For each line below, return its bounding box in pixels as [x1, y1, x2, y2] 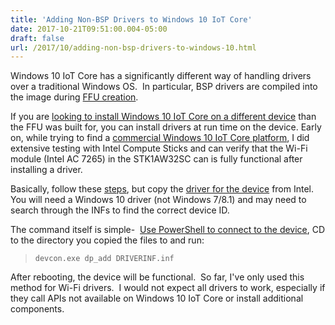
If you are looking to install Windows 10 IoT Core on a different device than [10, 111, 317, 123]
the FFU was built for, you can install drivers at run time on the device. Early [10, 121, 322, 133]
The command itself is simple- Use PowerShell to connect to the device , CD [10, 224, 326, 236]
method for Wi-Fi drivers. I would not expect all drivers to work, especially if [10, 282, 326, 294]
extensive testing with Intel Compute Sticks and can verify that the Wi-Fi [10, 142, 308, 155]
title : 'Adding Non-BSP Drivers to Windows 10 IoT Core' [10, 14, 253, 25]
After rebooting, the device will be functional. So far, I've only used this [10, 271, 305, 283]
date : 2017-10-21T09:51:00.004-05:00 [10, 24, 168, 34]
